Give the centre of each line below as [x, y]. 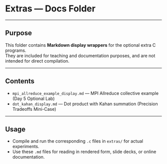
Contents [20, 81]
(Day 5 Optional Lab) [34, 98]
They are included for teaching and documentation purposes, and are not [80, 56]
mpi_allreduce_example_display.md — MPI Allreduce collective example [85, 93]
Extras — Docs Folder [50, 9]
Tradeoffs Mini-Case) [34, 109]
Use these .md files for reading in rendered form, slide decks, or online [84, 152]
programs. [16, 50]
